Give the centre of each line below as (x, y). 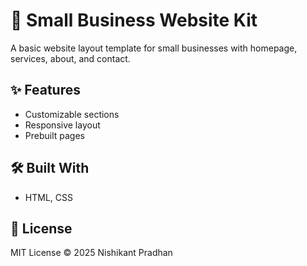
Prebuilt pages (55, 135)
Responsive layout (62, 125)
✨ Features (45, 90)
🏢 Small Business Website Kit (134, 20)
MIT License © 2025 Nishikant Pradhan (91, 253)
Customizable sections (72, 114)
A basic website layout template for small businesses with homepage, (154, 48)
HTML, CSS (48, 197)
